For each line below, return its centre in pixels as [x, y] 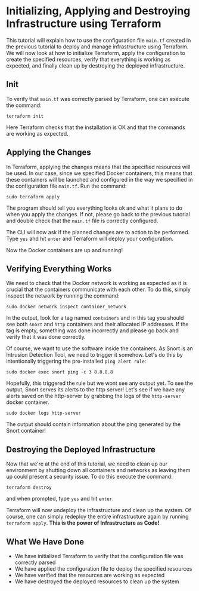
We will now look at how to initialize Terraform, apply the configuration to [96, 53]
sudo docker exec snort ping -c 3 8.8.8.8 [60, 372]
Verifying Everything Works [59, 269]
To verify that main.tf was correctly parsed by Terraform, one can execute [98, 99]
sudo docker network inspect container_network [66, 307]
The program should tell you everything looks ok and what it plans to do [94, 208]
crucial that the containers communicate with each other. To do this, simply [98, 290]
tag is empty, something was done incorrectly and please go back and [92, 330]
